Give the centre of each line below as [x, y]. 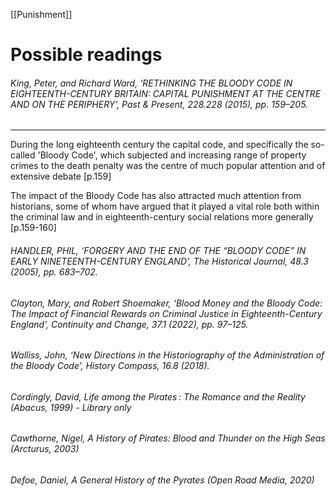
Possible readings [86, 55]
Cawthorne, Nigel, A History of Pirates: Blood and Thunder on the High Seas [168, 438]
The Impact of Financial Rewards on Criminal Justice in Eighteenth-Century [166, 313]
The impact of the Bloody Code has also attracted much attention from [156, 196]
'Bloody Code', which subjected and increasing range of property [172, 155]
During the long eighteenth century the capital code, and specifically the [159, 145]
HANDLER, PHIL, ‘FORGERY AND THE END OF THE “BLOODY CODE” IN [158, 250]
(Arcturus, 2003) [45, 449]
